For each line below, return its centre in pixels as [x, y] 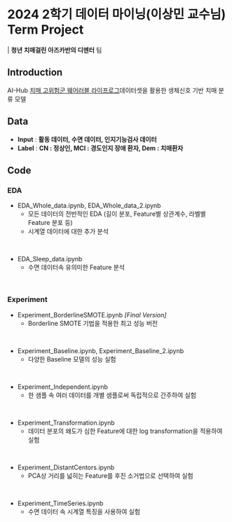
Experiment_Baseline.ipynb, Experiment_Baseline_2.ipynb [101, 350]
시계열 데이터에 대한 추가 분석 [68, 231]
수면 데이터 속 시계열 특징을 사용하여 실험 [84, 511]
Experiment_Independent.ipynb [63, 387]
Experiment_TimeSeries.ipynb [60, 503]
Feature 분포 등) [50, 223]
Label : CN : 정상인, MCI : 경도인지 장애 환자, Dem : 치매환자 [100, 148]
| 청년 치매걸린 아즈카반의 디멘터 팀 [55, 50]
